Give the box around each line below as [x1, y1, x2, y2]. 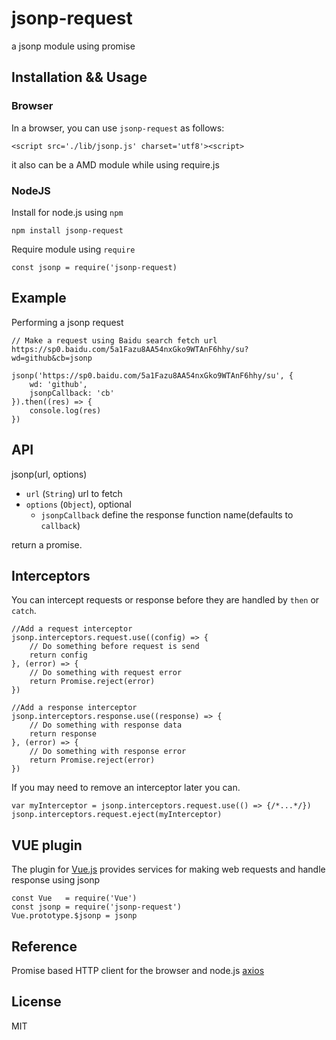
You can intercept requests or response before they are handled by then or [11, 594, 320, 606]
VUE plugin [11, 837, 83, 854]
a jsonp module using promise [11, 40, 136, 52]
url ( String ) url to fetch [25, 487, 123, 499]
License [11, 993, 62, 1011]
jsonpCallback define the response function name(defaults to [40, 508, 294, 521]
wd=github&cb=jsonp [11, 353, 93, 363]
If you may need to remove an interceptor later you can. [11, 782, 241, 794]
